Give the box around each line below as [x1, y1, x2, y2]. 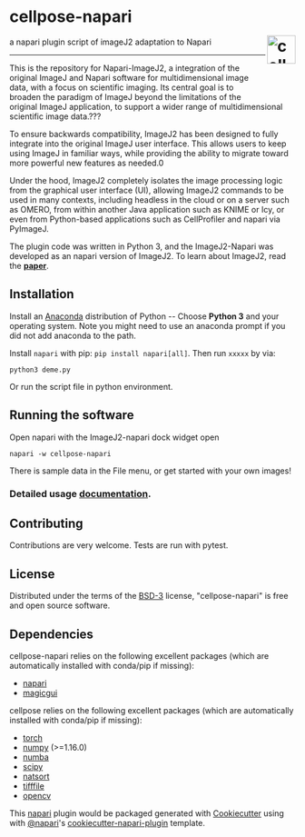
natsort [22, 771, 50, 782]
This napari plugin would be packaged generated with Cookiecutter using [9, 807, 284, 819]
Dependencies [9, 626, 93, 642]
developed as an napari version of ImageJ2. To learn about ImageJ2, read [9, 250, 287, 261]
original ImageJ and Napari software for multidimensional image [9, 72, 250, 83]
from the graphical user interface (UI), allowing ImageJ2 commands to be [9, 184, 284, 195]
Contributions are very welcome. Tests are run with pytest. [9, 540, 229, 551]
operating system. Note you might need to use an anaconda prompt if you [9, 320, 286, 331]
